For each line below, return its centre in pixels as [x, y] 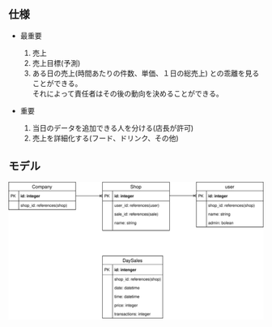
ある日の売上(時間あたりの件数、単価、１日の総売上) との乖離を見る [146, 73]
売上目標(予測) [56, 62]
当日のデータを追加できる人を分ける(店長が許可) [113, 127]
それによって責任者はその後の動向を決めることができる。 [128, 93]
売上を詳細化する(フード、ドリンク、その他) [105, 138]
